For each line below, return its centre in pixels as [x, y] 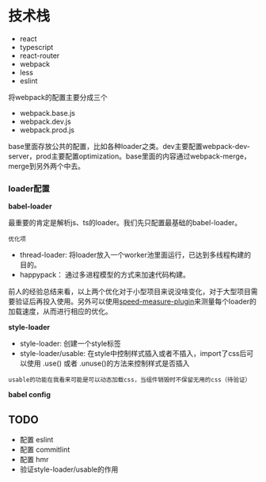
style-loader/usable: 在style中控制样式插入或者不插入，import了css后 [133, 354]
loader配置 [29, 189]
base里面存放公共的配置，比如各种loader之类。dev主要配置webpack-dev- [129, 146]
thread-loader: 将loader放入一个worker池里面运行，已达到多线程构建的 [135, 255]
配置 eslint [36, 440]
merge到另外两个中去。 [47, 166]
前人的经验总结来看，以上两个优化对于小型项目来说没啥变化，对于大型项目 [129, 292]
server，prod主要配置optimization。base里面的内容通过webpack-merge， [129, 156]
